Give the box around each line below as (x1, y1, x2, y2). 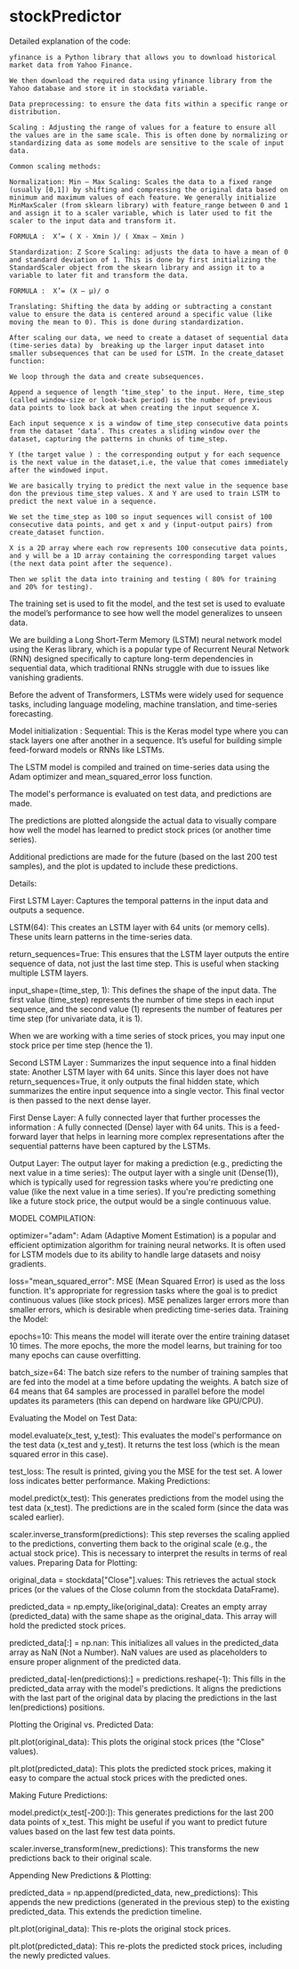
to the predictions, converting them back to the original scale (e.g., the (9, 1538, 268, 1549)
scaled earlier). (9, 1511, 65, 1522)
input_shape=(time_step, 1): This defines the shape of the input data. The (9, 984, 278, 995)
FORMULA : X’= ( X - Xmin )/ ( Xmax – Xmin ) (9, 231, 185, 241)
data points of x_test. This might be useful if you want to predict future (9, 1816, 268, 1827)
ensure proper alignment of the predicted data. (9, 1656, 182, 1666)
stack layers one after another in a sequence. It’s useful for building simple (9, 734, 283, 745)
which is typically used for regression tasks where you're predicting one (9, 1177, 274, 1187)
